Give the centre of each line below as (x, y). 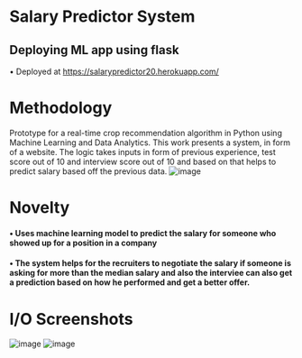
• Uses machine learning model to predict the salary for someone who (143, 233)
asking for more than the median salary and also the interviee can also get (151, 273)
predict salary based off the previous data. (88, 171)
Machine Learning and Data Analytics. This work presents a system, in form (150, 142)
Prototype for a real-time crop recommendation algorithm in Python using (146, 133)
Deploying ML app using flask (94, 50)
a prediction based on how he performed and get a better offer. (130, 282)
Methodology (61, 108)
